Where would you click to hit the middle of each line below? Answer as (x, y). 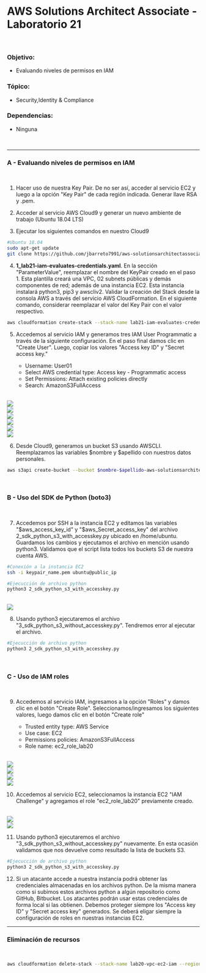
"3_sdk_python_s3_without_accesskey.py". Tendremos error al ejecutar (105, 625)
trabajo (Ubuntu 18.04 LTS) (50, 220)
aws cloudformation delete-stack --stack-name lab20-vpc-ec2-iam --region (104, 964)
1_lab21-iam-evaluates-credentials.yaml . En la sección (86, 266)
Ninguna (27, 129)
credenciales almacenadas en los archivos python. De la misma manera (106, 885)
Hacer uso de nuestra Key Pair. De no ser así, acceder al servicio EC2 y (106, 188)
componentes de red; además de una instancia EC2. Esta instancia (100, 285)
